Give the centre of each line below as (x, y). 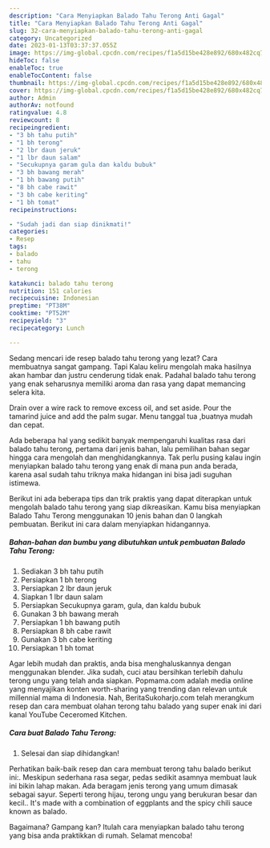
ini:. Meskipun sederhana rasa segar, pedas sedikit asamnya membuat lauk (133, 777)
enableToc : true (36, 68)
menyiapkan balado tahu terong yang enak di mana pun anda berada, (124, 465)
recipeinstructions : (44, 209)
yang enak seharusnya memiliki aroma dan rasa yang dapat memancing (127, 383)
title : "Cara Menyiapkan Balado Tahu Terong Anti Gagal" (106, 23)
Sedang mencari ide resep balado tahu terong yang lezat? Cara (113, 358)
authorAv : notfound (42, 105)
